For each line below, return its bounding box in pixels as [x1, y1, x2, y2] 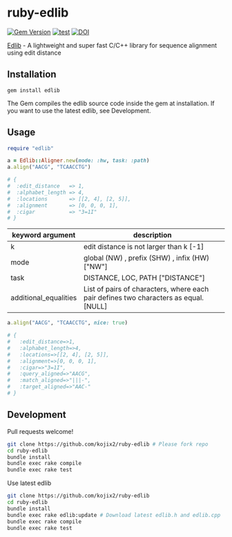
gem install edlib [7, 87, 60, 94]
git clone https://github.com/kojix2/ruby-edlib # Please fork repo [7, 441, 209, 448]
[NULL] [83, 302, 108, 311]
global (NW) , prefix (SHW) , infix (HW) [83, 253, 209, 263]
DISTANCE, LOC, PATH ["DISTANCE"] [83, 273, 206, 283]
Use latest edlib [7, 479, 52, 487]
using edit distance [7, 48, 61, 57]
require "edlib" [7, 145, 54, 152]
